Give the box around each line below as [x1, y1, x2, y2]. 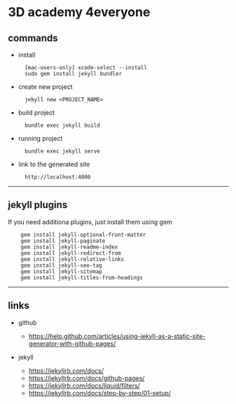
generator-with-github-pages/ [28, 339, 116, 347]
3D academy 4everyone [8, 4, 151, 20]
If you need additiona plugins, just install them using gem [8, 218, 172, 226]
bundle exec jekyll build [25, 122, 100, 129]
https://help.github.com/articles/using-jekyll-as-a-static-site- [28, 332, 206, 340]
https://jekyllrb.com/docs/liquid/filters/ [28, 381, 141, 389]
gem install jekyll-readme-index [20, 243, 118, 251]
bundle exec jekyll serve [25, 148, 100, 155]
